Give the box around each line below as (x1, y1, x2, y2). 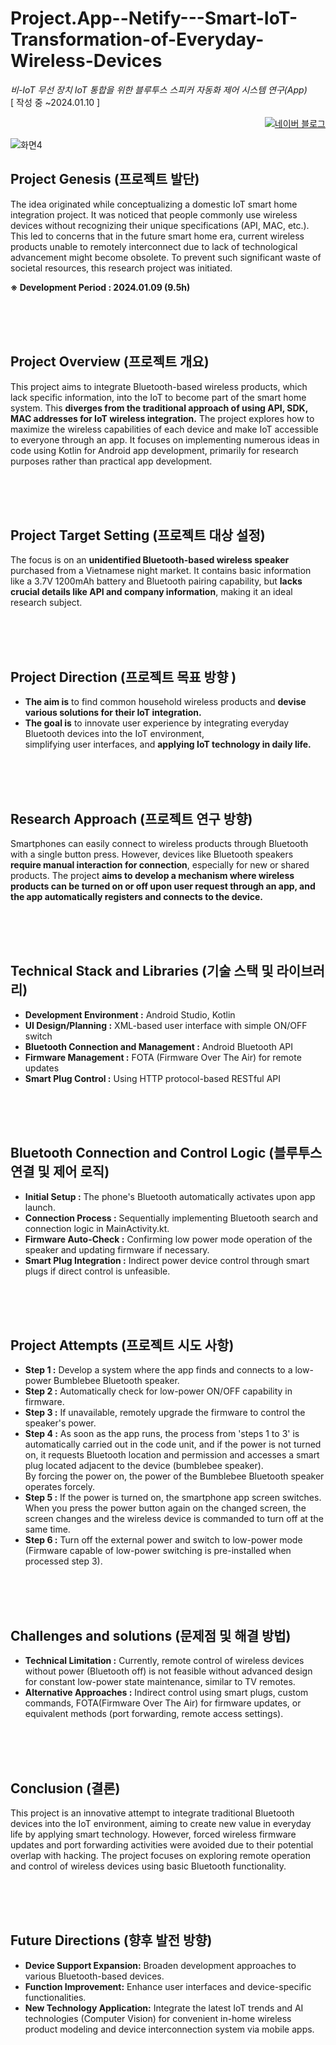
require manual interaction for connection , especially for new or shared (10, 859, 310, 871)
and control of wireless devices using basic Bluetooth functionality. (10, 1860, 287, 1872)
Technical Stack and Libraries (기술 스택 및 (10, 963, 274, 980)
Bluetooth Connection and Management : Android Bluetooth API (24, 1040, 294, 1052)
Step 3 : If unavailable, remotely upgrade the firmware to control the (24, 1407, 306, 1419)
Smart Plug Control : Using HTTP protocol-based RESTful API (24, 1072, 282, 1084)
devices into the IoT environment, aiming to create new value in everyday (10, 1818, 312, 1830)
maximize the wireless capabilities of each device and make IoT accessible (10, 423, 319, 435)
